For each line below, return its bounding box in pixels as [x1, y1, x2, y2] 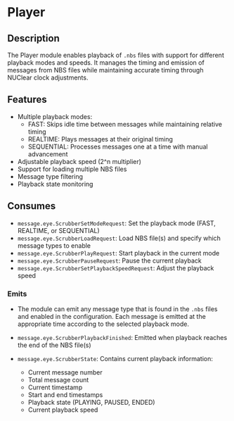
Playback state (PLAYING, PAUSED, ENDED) [27, 398, 156, 406]
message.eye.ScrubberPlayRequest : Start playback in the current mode [17, 249, 220, 257]
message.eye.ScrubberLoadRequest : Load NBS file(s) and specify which [17, 234, 221, 242]
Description [7, 32, 60, 44]
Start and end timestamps [27, 390, 103, 398]
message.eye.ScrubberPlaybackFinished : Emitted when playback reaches [17, 333, 228, 341]
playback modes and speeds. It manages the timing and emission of [7, 58, 205, 67]
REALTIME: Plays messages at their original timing [27, 134, 174, 143]
